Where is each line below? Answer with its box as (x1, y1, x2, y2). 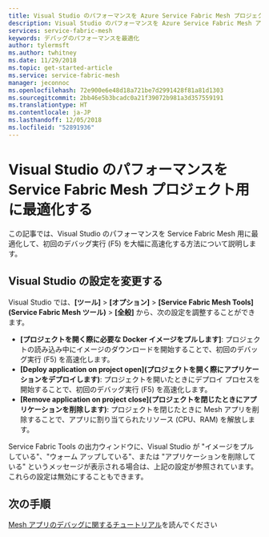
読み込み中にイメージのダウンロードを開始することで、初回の (34, 344, 238, 353)
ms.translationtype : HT (8, 101, 88, 109)
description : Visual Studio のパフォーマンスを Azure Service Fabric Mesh (8, 19, 252, 27)
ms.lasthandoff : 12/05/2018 (8, 116, 102, 124)
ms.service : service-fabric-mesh (8, 71, 120, 79)
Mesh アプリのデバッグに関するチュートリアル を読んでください (8, 520, 218, 530)
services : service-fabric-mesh (8, 26, 113, 34)
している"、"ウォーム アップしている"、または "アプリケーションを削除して (8, 451, 256, 461)
